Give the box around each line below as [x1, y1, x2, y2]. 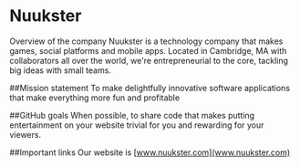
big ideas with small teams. [9, 65, 112, 76]
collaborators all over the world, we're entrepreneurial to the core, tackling [9, 55, 289, 66]
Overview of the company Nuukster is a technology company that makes [9, 36, 284, 47]
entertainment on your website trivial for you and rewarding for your [9, 120, 264, 130]
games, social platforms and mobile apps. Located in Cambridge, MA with [9, 45, 287, 56]
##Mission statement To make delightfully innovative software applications [9, 82, 290, 93]
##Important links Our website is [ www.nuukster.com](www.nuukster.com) [9, 147, 291, 158]
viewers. [9, 129, 42, 140]
